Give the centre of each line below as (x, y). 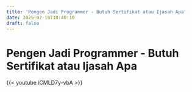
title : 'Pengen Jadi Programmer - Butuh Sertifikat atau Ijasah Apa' (97, 12)
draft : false (23, 23)
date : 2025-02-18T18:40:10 (41, 18)
